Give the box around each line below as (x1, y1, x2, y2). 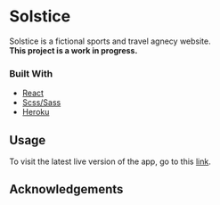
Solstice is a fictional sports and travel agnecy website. (9, 36, 211, 46)
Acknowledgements (9, 182, 124, 197)
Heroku (21, 107, 50, 118)
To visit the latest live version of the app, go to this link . (9, 156, 211, 167)
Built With (9, 67, 53, 79)
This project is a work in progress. (9, 45, 138, 55)
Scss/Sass (21, 97, 61, 108)
